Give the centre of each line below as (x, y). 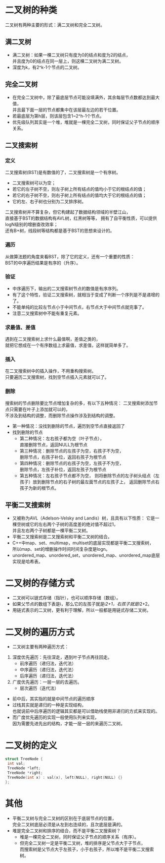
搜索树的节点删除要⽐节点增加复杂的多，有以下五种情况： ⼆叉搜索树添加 (79, 403)
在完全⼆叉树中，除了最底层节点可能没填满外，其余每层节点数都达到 (82, 97)
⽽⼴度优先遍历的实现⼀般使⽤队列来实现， (56, 717)
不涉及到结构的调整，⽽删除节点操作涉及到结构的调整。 (61, 415)
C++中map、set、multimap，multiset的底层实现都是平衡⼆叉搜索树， (83, 543)
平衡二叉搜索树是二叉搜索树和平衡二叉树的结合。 (62, 536)
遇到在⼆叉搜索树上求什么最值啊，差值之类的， (53, 339)
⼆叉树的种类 (31, 10)
